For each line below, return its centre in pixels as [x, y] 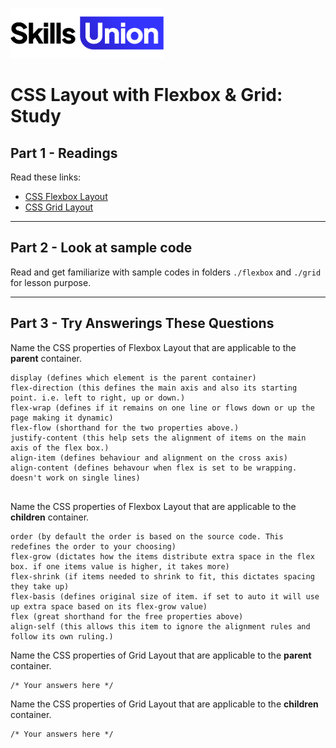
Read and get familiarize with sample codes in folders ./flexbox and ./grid [166, 272]
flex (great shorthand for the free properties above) [127, 616]
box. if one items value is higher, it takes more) [120, 566]
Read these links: [46, 177]
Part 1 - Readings [64, 153]
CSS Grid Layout [59, 207]
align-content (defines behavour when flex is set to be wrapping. [154, 468]
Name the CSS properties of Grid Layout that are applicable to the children [164, 704]
